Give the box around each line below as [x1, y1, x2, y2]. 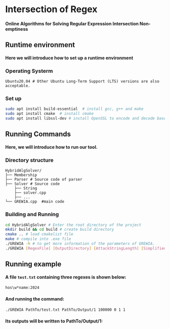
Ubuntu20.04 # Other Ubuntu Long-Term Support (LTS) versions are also [5, 79, 159, 84]
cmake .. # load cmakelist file [5, 232, 73, 237]
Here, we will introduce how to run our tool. [5, 144, 98, 150]
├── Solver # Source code [5, 181, 60, 187]
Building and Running [5, 211, 59, 218]
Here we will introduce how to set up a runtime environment [5, 55, 134, 61]
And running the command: [5, 296, 65, 302]
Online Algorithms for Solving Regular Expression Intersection [5, 20, 139, 26]
